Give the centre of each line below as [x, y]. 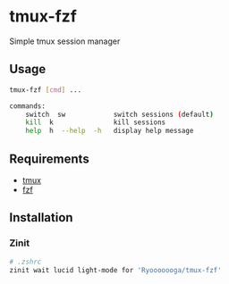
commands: [28, 106]
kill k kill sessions [96, 122]
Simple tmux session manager [65, 41]
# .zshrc [25, 262]
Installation [41, 217]
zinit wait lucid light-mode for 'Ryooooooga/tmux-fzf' [115, 270]
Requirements [49, 159]
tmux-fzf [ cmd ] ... [46, 90]
